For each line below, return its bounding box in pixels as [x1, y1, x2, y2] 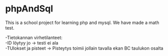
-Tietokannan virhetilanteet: [5, 34, 63, 40]
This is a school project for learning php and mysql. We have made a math [5, 19, 159, 25]
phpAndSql [5, 3, 53, 14]
